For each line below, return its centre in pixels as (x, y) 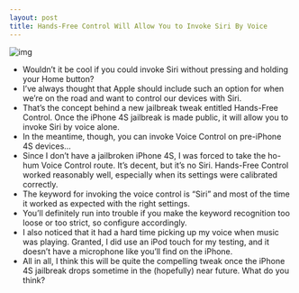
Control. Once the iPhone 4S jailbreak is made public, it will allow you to (155, 117)
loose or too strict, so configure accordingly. (104, 223)
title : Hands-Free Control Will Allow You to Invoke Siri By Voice (139, 26)
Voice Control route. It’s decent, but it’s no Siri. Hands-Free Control (165, 165)
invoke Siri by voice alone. (71, 126)
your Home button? (58, 78)
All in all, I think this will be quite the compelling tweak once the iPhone (154, 261)
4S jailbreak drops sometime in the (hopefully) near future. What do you (156, 270)
